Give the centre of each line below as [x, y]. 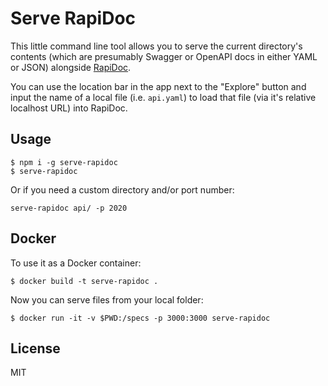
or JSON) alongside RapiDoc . [71, 67]
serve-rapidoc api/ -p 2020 [69, 208]
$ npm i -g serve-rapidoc [64, 162]
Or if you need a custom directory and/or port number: [122, 189]
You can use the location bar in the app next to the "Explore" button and [158, 86]
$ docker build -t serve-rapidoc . [84, 281]
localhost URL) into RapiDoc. [69, 108]
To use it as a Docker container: [76, 263]
